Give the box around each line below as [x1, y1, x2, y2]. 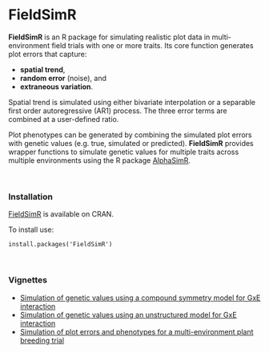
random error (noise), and [19, 73, 106, 83]
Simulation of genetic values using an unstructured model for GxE [19, 310, 238, 319]
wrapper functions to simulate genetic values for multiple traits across [8, 147, 239, 156]
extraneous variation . [19, 82, 94, 91]
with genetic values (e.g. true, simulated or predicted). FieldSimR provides [8, 138, 254, 148]
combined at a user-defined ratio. [8, 114, 119, 124]
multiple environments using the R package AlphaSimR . [8, 155, 191, 165]
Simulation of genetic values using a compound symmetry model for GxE [19, 293, 261, 302]
